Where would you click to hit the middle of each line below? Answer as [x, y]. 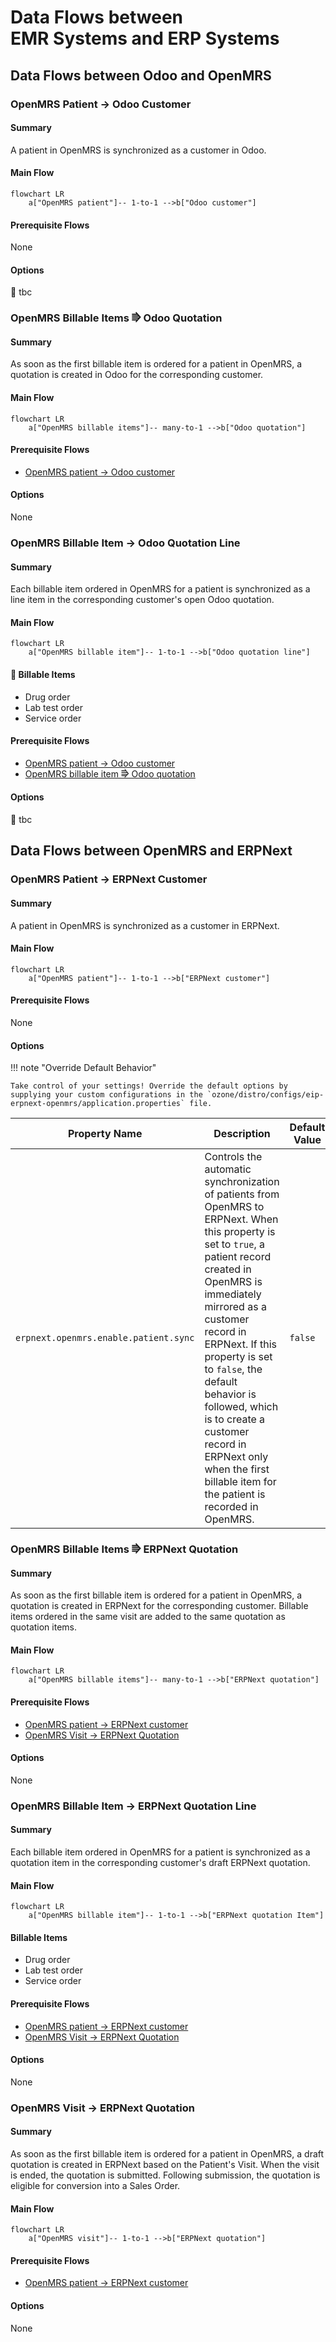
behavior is [230, 1394]
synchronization [242, 1182]
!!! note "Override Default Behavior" [83, 1068]
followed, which [241, 1407]
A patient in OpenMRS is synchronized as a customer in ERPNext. [145, 925]
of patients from [242, 1194]
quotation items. [44, 1627]
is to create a [235, 1419]
